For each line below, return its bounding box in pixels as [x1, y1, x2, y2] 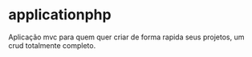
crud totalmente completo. [8, 40, 96, 50]
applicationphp [8, 6, 112, 24]
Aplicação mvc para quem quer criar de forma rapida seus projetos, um [8, 32, 245, 42]
